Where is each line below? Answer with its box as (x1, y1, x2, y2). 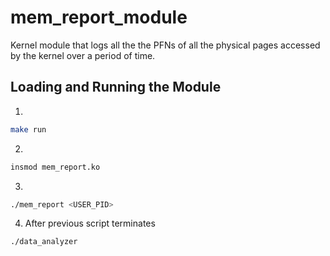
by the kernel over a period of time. (10, 49, 156, 61)
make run (10, 124, 47, 135)
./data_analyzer (10, 237, 78, 247)
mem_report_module (10, 6, 188, 29)
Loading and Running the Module (10, 79, 222, 96)
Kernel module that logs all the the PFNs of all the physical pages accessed (10, 39, 321, 51)
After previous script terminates (24, 217, 156, 230)
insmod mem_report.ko (10, 162, 101, 172)
